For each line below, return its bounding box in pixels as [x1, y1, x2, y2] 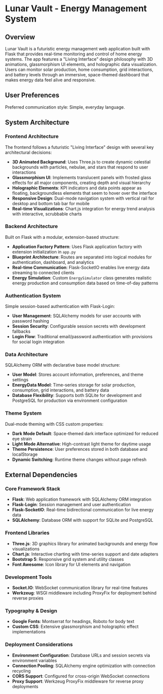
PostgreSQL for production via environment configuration [12, 397, 127, 404]
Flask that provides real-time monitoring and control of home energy [5, 51, 143, 57]
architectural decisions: [5, 149, 52, 155]
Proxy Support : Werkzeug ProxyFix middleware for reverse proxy [12, 678, 144, 684]
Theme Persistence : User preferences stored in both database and [12, 446, 147, 452]
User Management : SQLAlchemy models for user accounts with [12, 313, 141, 319]
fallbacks [12, 328, 31, 334]
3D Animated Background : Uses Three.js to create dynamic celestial [12, 159, 151, 164]
